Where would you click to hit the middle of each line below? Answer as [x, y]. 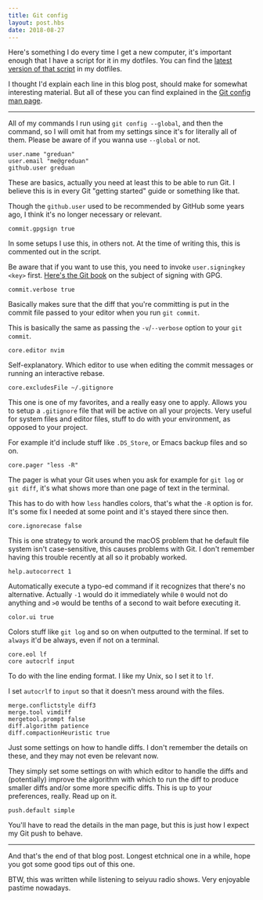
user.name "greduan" [42, 155]
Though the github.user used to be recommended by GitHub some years [126, 206]
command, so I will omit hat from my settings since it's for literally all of [122, 132]
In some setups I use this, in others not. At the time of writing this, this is [124, 243]
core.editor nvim [36, 351]
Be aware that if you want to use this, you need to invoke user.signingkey [127, 267]
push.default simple [42, 811]
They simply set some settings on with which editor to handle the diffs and [128, 771]
